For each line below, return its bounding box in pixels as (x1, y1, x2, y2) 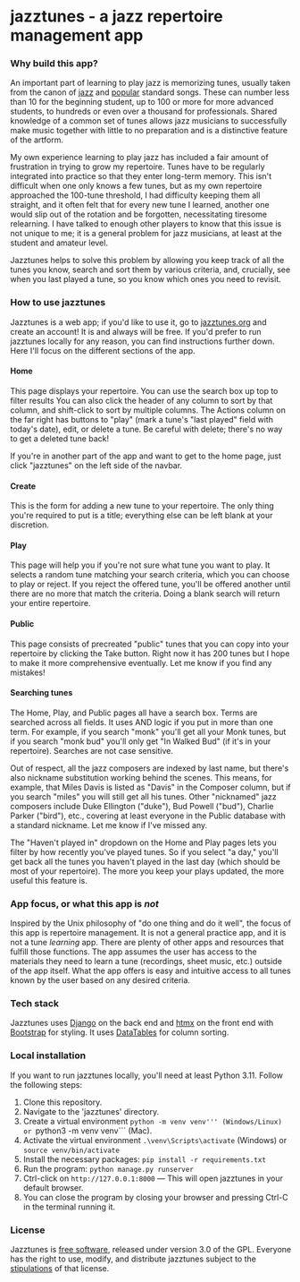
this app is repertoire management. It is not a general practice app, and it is (10, 927, 287, 938)
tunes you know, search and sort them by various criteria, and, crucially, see (10, 264, 291, 275)
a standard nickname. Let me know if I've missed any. (10, 819, 208, 830)
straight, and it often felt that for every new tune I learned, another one (10, 200, 271, 210)
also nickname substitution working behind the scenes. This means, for (10, 772, 272, 782)
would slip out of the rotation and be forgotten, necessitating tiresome (10, 209, 267, 220)
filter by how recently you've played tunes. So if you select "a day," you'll (10, 846, 279, 857)
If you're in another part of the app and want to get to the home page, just (10, 450, 282, 461)
